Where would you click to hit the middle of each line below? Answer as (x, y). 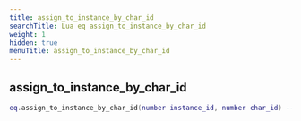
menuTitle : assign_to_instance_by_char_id (90, 51)
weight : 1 (28, 34)
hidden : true (34, 43)
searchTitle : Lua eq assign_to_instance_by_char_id (107, 26)
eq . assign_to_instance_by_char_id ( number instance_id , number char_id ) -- (152, 108)
